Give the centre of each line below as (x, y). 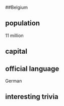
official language (32, 69)
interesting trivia (32, 97)
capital (16, 51)
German (14, 81)
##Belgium (16, 7)
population (23, 23)
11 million (14, 36)
